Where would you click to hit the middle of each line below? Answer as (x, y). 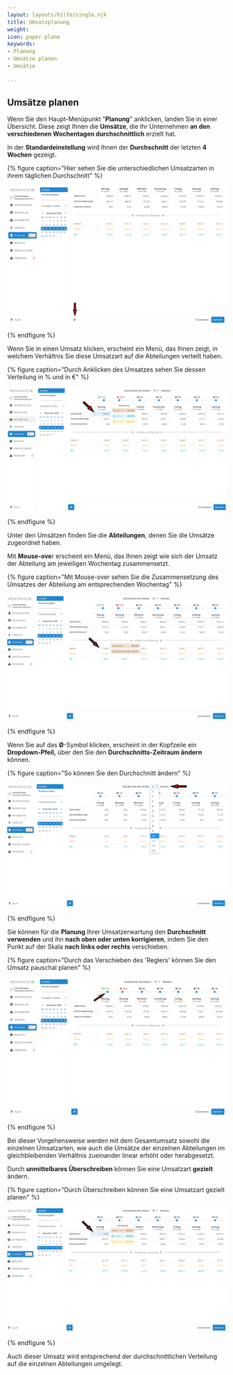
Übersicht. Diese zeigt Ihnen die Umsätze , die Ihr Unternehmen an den (109, 127)
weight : (18, 29)
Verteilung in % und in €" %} (48, 376)
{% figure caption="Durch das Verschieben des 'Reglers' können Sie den (112, 960)
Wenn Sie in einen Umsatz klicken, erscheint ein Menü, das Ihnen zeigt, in (113, 349)
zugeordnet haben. (34, 543)
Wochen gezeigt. (32, 155)
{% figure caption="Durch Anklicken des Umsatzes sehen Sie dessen (106, 369)
